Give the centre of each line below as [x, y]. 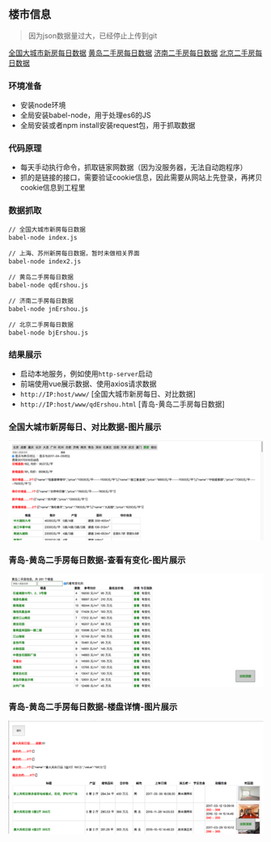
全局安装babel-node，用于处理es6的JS [85, 115]
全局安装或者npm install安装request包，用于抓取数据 [108, 125]
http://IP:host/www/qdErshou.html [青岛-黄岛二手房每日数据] [122, 404]
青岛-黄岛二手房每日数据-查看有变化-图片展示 [97, 560]
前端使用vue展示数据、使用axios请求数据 [88, 384]
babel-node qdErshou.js [49, 285]
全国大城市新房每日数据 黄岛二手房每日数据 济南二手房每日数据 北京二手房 [132, 53]
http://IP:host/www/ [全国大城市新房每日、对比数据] [108, 394]
